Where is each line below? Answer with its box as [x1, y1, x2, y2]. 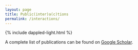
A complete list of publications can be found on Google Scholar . [5, 39, 133, 45]
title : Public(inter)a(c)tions [5, 12, 69, 17]
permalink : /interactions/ [5, 16, 60, 21]
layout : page [5, 7, 32, 12]
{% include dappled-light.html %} [5, 30, 73, 36]
